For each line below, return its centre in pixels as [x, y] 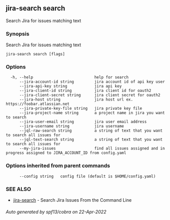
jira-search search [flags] [36, 54]
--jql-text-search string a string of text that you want [91, 140]
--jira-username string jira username [72, 127]
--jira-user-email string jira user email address [83, 122]
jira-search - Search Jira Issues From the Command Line [72, 200]
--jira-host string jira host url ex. [76, 100]
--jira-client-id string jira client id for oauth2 [85, 91]
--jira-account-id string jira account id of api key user [92, 82]
